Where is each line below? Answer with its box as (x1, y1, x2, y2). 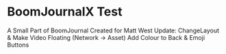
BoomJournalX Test (7, 4, 123, 20)
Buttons (7, 40, 29, 49)
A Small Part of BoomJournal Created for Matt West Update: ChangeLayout (7, 26, 220, 34)
